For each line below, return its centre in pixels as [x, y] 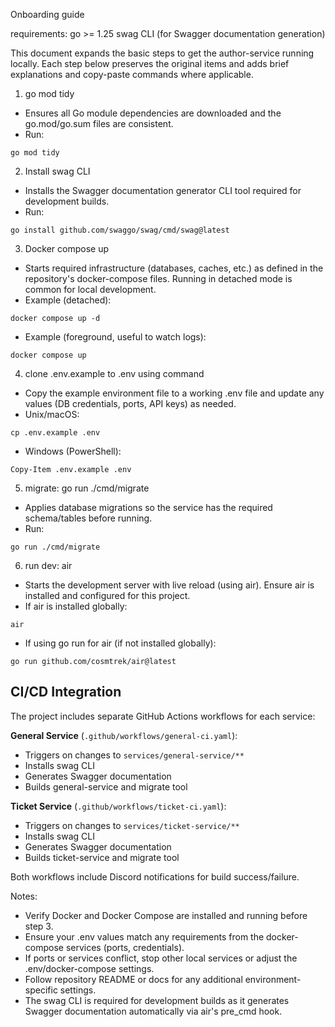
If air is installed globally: [76, 606]
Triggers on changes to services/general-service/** [134, 755]
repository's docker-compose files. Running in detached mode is [158, 278]
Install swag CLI [57, 171]
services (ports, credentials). [125, 947]
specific [41, 990]
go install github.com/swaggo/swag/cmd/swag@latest [120, 230]
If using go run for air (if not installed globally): [120, 643]
